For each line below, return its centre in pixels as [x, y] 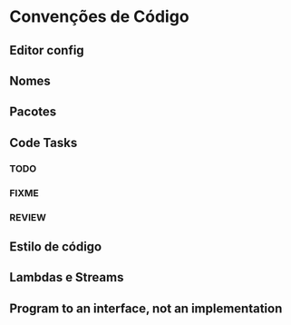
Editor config [47, 50]
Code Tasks [44, 143]
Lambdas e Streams [67, 277]
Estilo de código [56, 246]
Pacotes [33, 112]
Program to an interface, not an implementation [146, 308]
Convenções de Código [99, 17]
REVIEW [28, 217]
